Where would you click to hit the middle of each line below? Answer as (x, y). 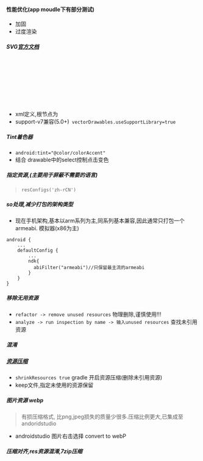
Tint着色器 (20, 136)
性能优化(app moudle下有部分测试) (50, 9)
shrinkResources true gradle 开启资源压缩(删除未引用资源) (89, 378)
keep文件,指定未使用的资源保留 (54, 385)
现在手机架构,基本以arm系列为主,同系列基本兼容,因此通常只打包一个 (100, 221)
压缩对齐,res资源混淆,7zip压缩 (45, 451)
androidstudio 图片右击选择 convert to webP (71, 436)
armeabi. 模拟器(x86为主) (47, 228)
